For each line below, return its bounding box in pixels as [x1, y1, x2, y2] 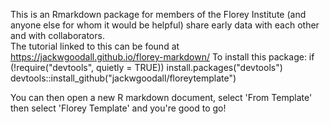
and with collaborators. [10, 30, 105, 41]
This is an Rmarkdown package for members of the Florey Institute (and [10, 9, 307, 20]
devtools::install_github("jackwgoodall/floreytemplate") [10, 72, 237, 84]
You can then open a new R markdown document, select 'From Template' [10, 92, 313, 103]
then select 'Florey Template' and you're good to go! [10, 102, 227, 114]
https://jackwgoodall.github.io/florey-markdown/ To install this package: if [10, 51, 315, 63]
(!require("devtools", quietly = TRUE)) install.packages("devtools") [10, 62, 283, 73]
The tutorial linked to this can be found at [10, 40, 180, 52]
